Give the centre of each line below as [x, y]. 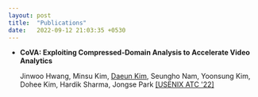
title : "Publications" [48, 23]
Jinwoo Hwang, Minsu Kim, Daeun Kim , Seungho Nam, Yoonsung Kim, [135, 76]
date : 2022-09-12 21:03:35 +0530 [67, 30]
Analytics [36, 61]
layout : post [30, 15]
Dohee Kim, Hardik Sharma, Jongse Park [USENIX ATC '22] [117, 84]
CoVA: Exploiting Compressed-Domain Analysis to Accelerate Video [135, 53]
